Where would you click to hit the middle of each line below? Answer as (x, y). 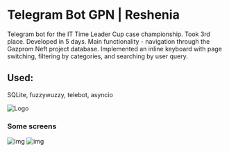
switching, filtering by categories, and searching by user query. (98, 56)
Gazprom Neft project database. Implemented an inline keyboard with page (114, 49)
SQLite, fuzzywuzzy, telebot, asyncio (60, 94)
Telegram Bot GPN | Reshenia (94, 15)
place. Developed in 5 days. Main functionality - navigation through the (109, 41)
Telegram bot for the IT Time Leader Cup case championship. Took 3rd (109, 34)
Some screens (32, 126)
